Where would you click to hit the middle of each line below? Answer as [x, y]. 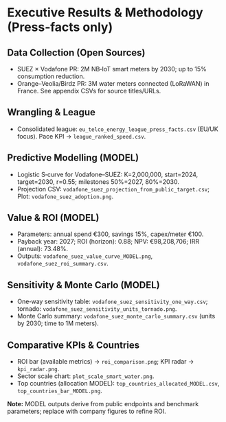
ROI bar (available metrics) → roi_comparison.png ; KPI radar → [105, 362]
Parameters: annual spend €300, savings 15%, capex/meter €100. [110, 234]
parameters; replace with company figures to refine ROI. [87, 411]
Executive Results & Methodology [105, 13]
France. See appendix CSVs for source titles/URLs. [89, 91]
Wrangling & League [52, 112]
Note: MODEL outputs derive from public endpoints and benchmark [103, 404]
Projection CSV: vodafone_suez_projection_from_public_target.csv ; [113, 189]
